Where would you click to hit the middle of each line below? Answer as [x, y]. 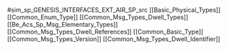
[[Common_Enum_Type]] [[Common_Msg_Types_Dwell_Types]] [98, 17]
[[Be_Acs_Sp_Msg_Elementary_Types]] [62, 24]
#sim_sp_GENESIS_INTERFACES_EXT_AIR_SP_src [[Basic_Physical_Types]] [114, 10]
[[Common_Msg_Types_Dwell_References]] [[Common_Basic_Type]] [105, 32]
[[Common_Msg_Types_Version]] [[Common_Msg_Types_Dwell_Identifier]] [114, 39]
